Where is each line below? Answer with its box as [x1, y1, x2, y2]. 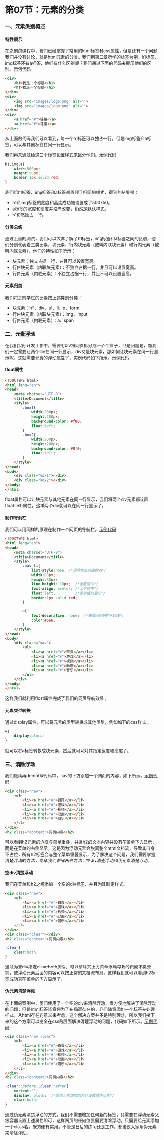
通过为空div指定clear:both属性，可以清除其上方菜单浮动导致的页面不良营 [5, 964, 151, 970]
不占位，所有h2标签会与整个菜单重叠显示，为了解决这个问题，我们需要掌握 [5, 851, 156, 857]
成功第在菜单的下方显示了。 [9, 976, 65, 982]
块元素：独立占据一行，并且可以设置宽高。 [12, 258, 98, 264]
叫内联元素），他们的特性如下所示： [5, 248, 76, 254]
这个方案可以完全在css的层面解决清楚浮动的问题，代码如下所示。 [13, 1018, 145, 1024]
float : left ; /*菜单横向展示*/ [31, 591, 106, 596]
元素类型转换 [5, 707, 31, 713]
